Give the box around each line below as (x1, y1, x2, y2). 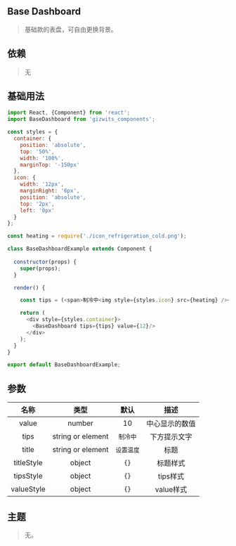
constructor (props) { (13, 258, 77, 266)
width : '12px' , (20, 181, 65, 188)
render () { (13, 284, 46, 291)
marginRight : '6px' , (20, 188, 80, 195)
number (67, 418, 93, 428)
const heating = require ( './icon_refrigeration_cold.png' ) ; (7, 233, 188, 240)
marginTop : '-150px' (20, 161, 80, 168)
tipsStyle (13, 471, 44, 481)
